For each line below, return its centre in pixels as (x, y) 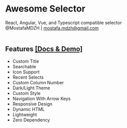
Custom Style (27, 93)
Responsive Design (32, 104)
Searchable (24, 66)
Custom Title (26, 61)
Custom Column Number (38, 82)
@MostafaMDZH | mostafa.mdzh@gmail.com (52, 28)
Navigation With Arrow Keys (41, 98)
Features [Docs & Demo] (44, 49)
